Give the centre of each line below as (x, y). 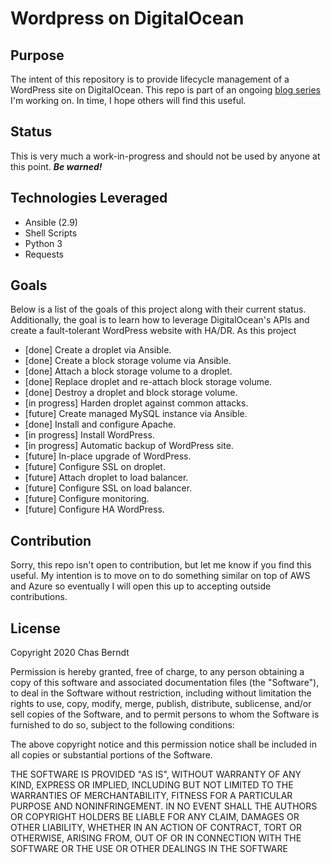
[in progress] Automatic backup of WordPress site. (129, 446)
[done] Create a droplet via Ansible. (98, 350)
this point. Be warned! (56, 166)
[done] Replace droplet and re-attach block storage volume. (148, 382)
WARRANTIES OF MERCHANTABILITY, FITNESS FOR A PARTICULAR (151, 796)
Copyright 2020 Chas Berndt (70, 653)
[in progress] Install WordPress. (89, 435)
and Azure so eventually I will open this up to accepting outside (141, 586)
